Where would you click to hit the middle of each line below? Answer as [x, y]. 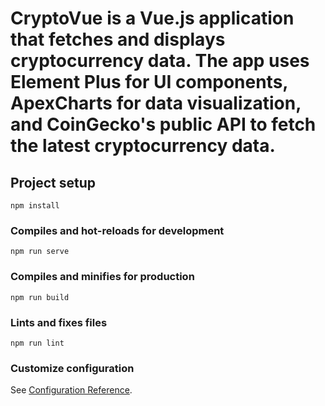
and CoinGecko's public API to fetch [163, 124]
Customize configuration [72, 368]
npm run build [40, 297]
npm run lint [37, 343]
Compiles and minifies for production [102, 277]
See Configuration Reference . [71, 390]
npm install [35, 206]
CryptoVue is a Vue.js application [152, 18]
